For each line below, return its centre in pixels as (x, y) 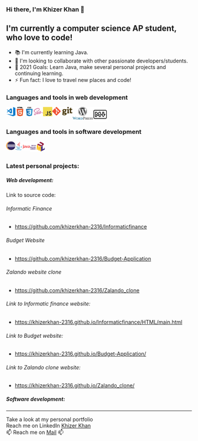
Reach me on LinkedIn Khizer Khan (49, 426)
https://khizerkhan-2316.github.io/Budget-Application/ (80, 354)
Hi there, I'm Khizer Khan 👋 (45, 9)
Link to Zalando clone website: (43, 367)
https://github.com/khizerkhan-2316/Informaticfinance (81, 227)
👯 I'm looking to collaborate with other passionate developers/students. (101, 61)
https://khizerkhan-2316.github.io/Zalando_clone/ (75, 386)
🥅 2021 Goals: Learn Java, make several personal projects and (90, 67)
